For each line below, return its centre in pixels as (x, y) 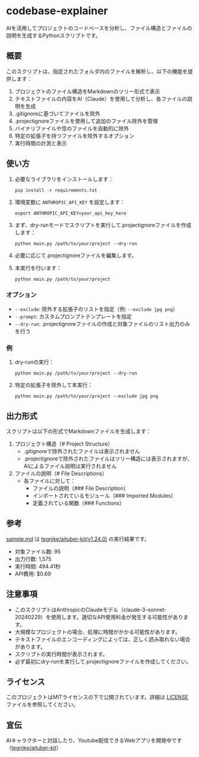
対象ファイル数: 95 (38, 551)
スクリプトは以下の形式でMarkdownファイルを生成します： (79, 431)
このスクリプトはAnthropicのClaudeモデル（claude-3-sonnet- (91, 610)
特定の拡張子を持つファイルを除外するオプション (74, 136)
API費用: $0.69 (33, 573)
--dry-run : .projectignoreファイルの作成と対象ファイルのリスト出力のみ (102, 323)
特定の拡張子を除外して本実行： (54, 385)
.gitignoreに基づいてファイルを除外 (57, 113)
